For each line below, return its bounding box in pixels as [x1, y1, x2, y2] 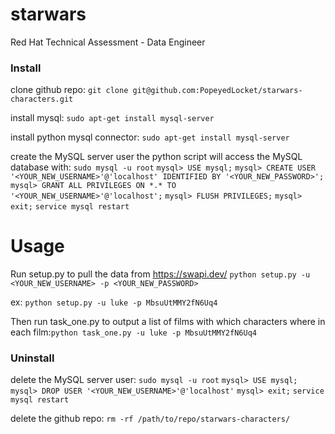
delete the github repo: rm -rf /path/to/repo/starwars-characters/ [10, 413, 291, 425]
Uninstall [10, 351, 55, 365]
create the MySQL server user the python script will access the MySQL [10, 151, 303, 163]
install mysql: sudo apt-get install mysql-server [10, 112, 215, 124]
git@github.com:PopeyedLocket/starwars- [132, 86, 303, 96]
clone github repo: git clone [10, 84, 129, 96]
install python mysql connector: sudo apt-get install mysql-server [10, 131, 290, 143]
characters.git [10, 94, 74, 105]
